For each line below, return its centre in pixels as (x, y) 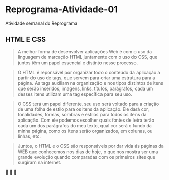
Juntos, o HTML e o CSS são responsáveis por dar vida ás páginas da (91, 146)
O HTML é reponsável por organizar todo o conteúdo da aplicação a (89, 72)
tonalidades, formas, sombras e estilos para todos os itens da (82, 114)
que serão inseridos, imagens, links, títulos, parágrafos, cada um (85, 88)
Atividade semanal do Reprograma (41, 23)
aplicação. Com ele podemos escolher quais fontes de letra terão (86, 120)
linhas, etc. (29, 136)
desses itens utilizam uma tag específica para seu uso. (75, 94)
